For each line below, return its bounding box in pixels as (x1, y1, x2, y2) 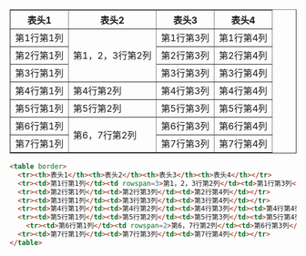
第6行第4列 (219, 120, 268, 132)
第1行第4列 (219, 32, 268, 44)
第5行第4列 (219, 102, 268, 115)
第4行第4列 (219, 85, 268, 97)
